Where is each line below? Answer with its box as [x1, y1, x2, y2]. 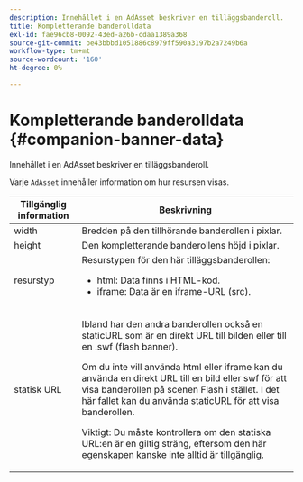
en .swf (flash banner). [81, 340, 179, 352]
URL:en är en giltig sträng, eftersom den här [81, 437, 267, 450]
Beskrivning [159, 204, 212, 216]
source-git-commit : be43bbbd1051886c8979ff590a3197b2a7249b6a [9, 38, 248, 48]
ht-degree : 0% [9, 64, 63, 73]
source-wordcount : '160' [9, 55, 103, 64]
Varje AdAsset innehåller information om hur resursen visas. [9, 177, 230, 187]
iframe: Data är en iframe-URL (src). [96, 285, 251, 297]
